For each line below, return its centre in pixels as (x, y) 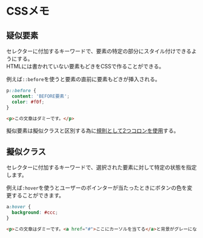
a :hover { (19, 207)
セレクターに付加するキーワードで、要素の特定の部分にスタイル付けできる (99, 51)
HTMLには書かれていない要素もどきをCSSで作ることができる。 (85, 66)
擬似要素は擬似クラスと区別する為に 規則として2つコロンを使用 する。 (93, 131)
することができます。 (38, 196)
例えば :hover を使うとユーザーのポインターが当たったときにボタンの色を (97, 188)
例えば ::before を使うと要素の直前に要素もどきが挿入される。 (83, 79)
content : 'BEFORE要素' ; (41, 96)
